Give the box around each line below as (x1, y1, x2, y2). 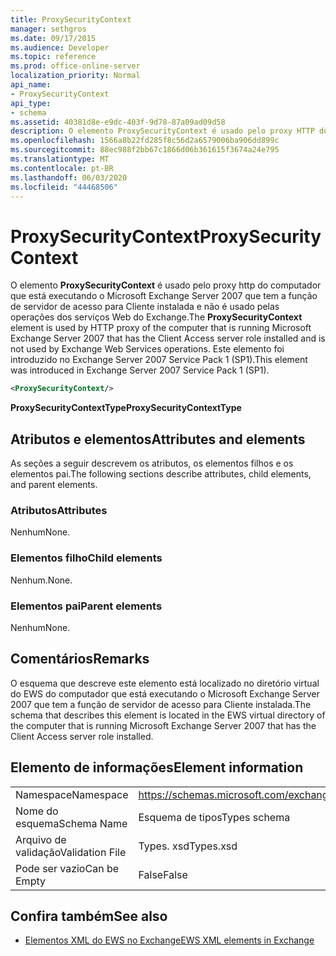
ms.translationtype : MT (10, 154, 110, 164)
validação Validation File (15, 845, 127, 859)
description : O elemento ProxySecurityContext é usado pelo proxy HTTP (10, 126, 315, 136)
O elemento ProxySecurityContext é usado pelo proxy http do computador (10, 279, 322, 291)
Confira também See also (10, 907, 168, 925)
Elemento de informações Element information (10, 759, 304, 776)
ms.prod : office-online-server (10, 61, 141, 71)
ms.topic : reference (10, 52, 97, 62)
